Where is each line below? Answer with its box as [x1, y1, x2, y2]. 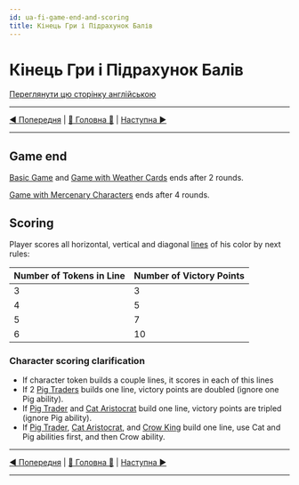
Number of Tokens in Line [13, 270, 126, 282]
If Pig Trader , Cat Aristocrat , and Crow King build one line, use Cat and [21, 422, 281, 432]
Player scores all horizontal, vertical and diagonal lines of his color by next [9, 239, 281, 250]
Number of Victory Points [133, 270, 245, 282]
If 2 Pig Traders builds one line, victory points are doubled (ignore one [21, 384, 279, 395]
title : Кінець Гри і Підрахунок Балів [9, 21, 153, 30]
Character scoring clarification [9, 354, 145, 367]
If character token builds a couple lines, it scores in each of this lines [21, 375, 274, 385]
